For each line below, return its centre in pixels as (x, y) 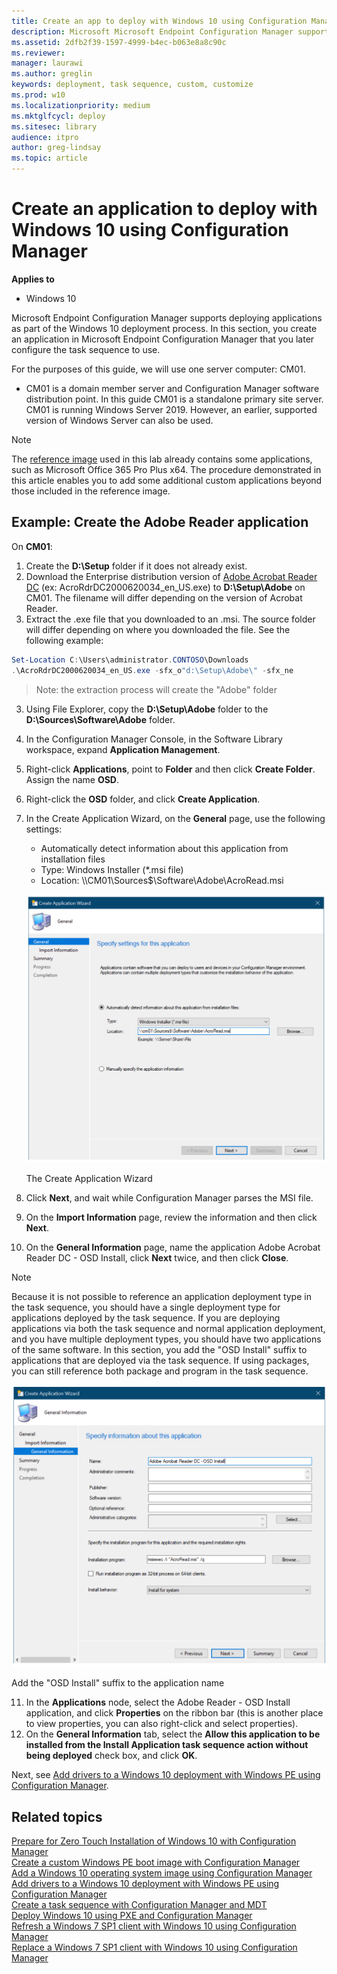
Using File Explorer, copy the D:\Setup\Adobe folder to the (147, 709)
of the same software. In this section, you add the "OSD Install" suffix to (159, 1349)
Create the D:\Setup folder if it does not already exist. (136, 566)
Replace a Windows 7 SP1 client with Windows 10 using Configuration (154, 1947)
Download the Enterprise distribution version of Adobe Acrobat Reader (171, 576)
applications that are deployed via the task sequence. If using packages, (160, 1360)
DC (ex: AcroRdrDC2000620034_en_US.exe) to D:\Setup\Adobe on (165, 587)
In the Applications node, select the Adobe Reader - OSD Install (158, 1702)
